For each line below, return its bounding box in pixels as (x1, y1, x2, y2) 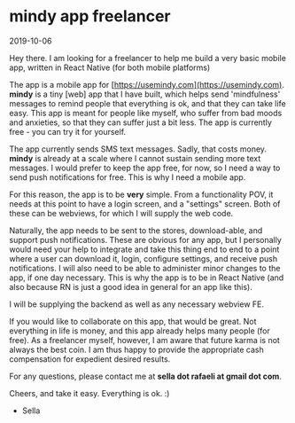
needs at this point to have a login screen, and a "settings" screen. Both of (9, 198, 281, 209)
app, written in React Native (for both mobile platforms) (9, 62, 211, 73)
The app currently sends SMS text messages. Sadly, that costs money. (9, 144, 268, 154)
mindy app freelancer (9, 6, 171, 27)
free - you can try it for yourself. (9, 126, 127, 137)
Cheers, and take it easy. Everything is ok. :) (9, 388, 170, 398)
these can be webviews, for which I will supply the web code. (9, 208, 234, 218)
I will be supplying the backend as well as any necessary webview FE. (9, 299, 264, 309)
